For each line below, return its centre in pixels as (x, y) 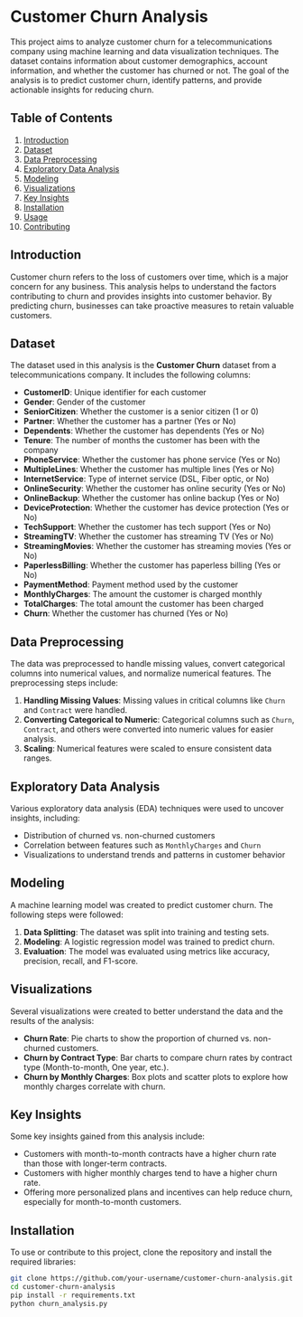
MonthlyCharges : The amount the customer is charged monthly (142, 594)
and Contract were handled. (75, 710)
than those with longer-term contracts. (95, 1163)
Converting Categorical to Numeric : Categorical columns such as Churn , (159, 720)
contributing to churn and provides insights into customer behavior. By (141, 296)
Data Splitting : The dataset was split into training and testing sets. (146, 932)
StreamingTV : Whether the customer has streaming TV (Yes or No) (148, 536)
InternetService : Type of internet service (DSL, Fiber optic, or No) (146, 479)
